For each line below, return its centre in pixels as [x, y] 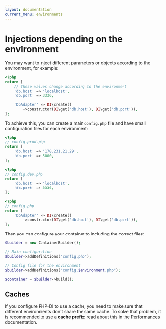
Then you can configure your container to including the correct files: [75, 234]
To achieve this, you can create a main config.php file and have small [75, 123]
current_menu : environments [34, 14]
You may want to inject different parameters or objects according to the [78, 63]
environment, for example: [32, 68]
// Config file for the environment [43, 265]
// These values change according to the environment [70, 87]
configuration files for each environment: [47, 129]
